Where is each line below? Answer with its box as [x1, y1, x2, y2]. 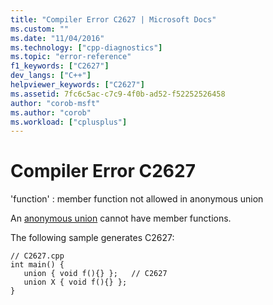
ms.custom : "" [10, 24, 70, 34]
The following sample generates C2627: [10, 232, 175, 244]
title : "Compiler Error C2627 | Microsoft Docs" [10, 14, 217, 25]
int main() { [10, 260, 65, 270]
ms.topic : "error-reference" [10, 52, 132, 62]
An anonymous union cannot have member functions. [10, 212, 232, 225]
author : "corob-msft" [10, 98, 101, 108]
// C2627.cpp [10, 251, 65, 261]
